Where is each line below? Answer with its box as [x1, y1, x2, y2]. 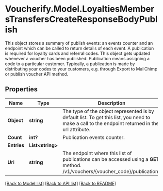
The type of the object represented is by [62, 108, 154, 115]
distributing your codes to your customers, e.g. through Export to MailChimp [5, 66, 158, 71]
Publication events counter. [62, 134, 125, 140]
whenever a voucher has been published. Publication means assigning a [5, 55, 149, 61]
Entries [7, 142, 24, 149]
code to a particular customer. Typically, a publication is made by [5, 61, 135, 67]
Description [98, 100, 126, 106]
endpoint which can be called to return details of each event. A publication [5, 45, 154, 51]
